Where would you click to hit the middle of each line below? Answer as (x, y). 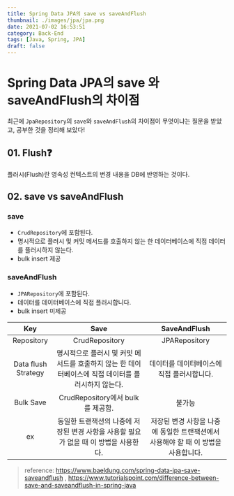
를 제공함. (99, 408)
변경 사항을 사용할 (99, 432)
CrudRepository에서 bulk (99, 397)
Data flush (30, 364)
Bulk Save (30, 402)
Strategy (30, 372)
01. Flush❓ (30, 153)
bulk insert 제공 (39, 258)
